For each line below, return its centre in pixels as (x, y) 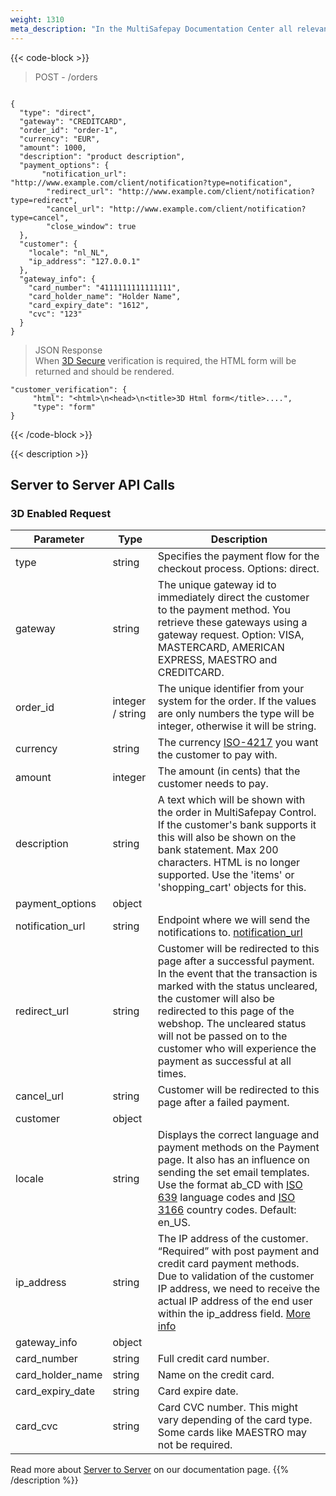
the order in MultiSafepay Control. (237, 813)
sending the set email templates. (233, 1173)
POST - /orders (66, 77)
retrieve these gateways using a (232, 623)
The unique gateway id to (217, 585)
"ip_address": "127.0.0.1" (84, 261)
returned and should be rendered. (104, 371)
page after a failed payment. (223, 1103)
